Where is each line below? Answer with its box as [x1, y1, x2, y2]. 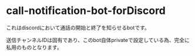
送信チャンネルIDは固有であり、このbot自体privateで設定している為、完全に [6, 36, 190, 43]
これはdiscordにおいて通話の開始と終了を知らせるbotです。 [6, 24, 150, 31]
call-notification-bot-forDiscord [6, 4, 166, 17]
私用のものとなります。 [6, 44, 63, 51]
